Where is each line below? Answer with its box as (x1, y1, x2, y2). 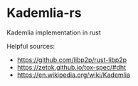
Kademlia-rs (6, 5, 82, 21)
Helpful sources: (6, 42, 55, 50)
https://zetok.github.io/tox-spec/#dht (16, 63, 126, 71)
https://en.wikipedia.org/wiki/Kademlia (16, 70, 131, 79)
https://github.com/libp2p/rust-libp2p (16, 55, 127, 64)
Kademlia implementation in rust (6, 28, 101, 37)
